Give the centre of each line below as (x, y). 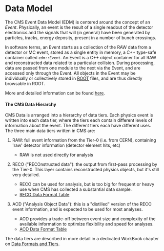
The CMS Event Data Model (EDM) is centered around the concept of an (78, 22)
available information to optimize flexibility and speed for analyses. (86, 224)
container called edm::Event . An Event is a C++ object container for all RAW (81, 57)
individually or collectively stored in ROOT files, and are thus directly (74, 78)
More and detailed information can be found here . (55, 93)
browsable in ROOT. (25, 83)
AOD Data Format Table (43, 229)
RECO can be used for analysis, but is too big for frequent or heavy (87, 184)
